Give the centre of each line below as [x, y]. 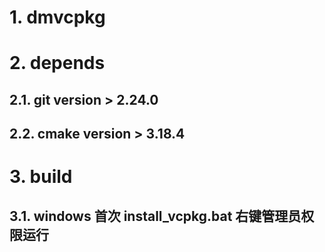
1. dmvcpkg [57, 17]
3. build [41, 177]
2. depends [57, 63]
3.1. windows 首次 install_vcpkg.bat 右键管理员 [155, 216]
